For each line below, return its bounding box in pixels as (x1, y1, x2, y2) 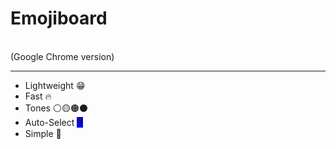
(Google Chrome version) (10, 50, 115, 62)
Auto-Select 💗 (24, 116, 83, 128)
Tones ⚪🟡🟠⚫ (24, 102, 88, 114)
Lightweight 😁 (24, 79, 86, 91)
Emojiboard (10, 7, 108, 30)
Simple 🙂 (24, 127, 62, 139)
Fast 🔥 (24, 90, 52, 102)
